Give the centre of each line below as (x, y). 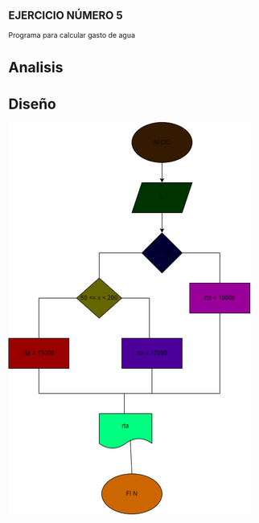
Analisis (36, 67)
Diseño (32, 104)
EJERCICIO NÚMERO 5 (66, 16)
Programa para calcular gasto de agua (72, 35)
